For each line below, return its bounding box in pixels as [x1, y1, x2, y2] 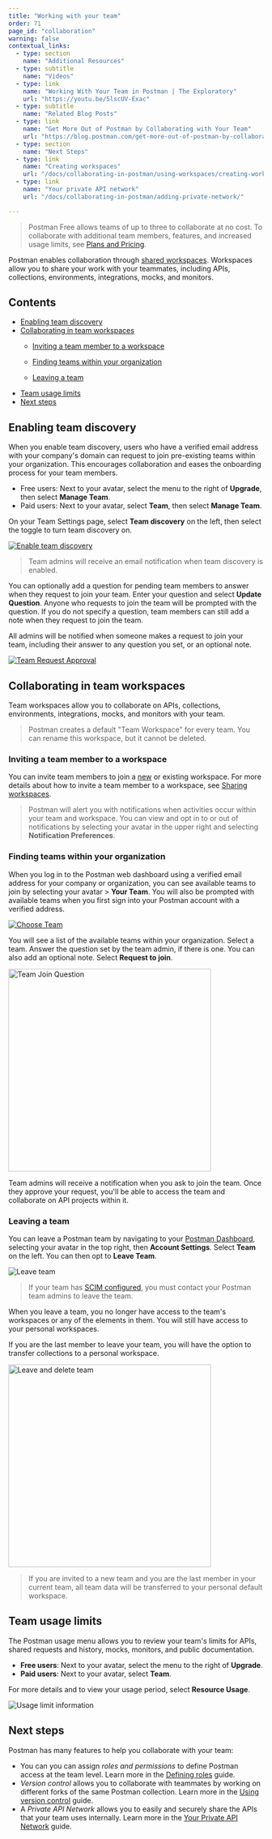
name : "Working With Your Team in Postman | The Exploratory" [23, 87, 237, 96]
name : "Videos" [23, 72, 74, 80]
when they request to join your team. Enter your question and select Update [8, 589, 261, 600]
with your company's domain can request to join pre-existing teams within [8, 451, 256, 460]
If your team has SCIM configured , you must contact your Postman [28, 1282, 252, 1292]
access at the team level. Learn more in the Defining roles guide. [19, 1769, 236, 1779]
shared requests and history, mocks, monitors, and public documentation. [8, 1644, 255, 1654]
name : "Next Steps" [23, 148, 89, 156]
